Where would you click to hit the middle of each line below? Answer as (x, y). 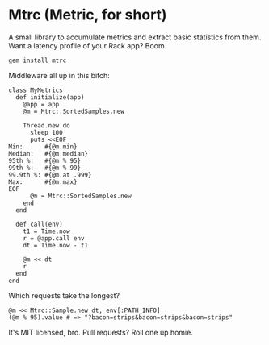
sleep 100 (46, 132)
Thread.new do (46, 125)
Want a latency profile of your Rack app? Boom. (88, 45)
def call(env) (39, 224)
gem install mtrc (38, 60)
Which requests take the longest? (64, 295)
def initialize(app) (50, 97)
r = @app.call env (54, 238)
